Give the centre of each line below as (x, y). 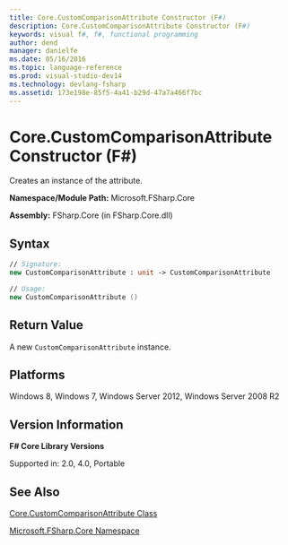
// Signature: (36, 264)
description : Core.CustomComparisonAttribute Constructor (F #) (130, 26)
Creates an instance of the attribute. (76, 181)
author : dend (34, 43)
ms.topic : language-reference (66, 68)
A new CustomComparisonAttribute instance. (91, 347)
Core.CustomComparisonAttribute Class (83, 513)
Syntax (30, 243)
